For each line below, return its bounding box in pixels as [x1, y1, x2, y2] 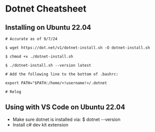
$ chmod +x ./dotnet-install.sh [5, 54, 73, 59]
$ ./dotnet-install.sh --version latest [5, 63, 92, 68]
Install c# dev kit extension [12, 121, 69, 127]
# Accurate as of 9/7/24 [5, 36, 58, 41]
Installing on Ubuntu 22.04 [5, 23, 91, 32]
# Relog [5, 89, 22, 94]
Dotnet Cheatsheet [5, 3, 87, 15]
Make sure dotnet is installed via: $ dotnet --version [12, 116, 121, 122]
